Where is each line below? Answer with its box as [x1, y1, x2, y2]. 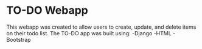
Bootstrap [6, 36, 32, 43]
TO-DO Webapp [6, 4, 88, 17]
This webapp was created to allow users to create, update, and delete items [6, 23, 197, 30]
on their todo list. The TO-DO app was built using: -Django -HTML [6, 29, 172, 36]
